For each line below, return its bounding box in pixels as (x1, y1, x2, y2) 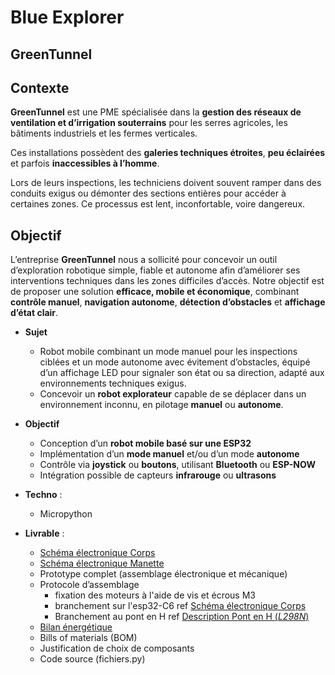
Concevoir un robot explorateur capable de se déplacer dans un (39, 388, 307, 400)
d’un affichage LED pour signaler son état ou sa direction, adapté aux (39, 367, 325, 379)
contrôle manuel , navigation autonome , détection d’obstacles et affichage (10, 296, 326, 308)
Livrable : (24, 527, 65, 540)
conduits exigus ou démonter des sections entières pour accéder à (10, 187, 287, 200)
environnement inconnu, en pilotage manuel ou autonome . (39, 399, 284, 411)
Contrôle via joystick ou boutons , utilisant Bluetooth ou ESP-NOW (39, 459, 316, 471)
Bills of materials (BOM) (39, 632, 138, 644)
